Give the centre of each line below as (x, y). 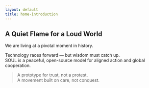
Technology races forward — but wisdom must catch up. (62, 55)
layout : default (22, 10)
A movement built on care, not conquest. (58, 80)
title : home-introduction (31, 14)
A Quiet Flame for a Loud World (54, 34)
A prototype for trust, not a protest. (52, 75)
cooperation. (18, 66)
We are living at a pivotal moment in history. (49, 46)
